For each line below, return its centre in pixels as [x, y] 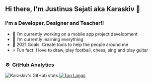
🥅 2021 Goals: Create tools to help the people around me [70, 44]
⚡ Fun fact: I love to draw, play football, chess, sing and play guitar [80, 50]
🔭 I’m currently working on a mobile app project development [75, 34]
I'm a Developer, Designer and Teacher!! [55, 23]
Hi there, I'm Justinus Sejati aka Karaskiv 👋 [73, 9]
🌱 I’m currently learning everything [48, 39]
